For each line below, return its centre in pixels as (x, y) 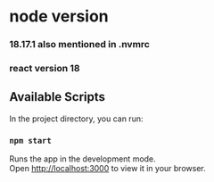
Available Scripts (57, 97)
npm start (30, 141)
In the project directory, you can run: (76, 119)
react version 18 (45, 69)
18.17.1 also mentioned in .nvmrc (79, 45)
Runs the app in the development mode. (82, 159)
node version (59, 17)
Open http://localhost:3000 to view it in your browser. (108, 169)
